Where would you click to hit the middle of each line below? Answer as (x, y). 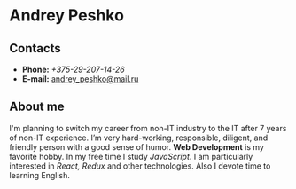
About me (37, 107)
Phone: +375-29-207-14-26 (74, 69)
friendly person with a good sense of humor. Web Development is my (136, 146)
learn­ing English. (40, 175)
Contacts (35, 48)
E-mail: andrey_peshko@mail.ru (80, 79)
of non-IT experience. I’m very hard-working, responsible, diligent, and (139, 138)
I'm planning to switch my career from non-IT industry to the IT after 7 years (148, 128)
